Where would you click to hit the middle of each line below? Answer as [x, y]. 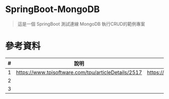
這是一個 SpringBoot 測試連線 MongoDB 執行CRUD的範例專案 [81, 24]
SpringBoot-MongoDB [53, 9]
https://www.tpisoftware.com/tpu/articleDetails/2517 [79, 72]
